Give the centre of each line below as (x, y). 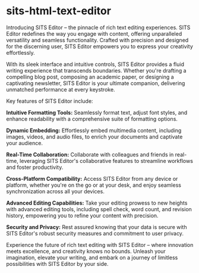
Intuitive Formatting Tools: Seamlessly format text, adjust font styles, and (97, 112)
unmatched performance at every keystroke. (61, 89)
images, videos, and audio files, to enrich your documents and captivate (94, 136)
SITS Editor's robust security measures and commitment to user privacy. (95, 233)
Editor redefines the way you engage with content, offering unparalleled (94, 33)
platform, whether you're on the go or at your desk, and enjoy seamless (94, 185)
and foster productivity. (35, 167)
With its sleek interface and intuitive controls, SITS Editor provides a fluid (95, 64)
